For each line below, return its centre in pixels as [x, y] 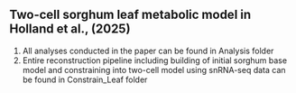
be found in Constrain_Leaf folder [85, 79]
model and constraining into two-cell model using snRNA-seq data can [154, 70]
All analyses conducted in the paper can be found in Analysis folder [148, 51]
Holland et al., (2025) [70, 29]
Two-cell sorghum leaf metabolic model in [130, 15]
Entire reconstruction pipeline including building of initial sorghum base [154, 60]
